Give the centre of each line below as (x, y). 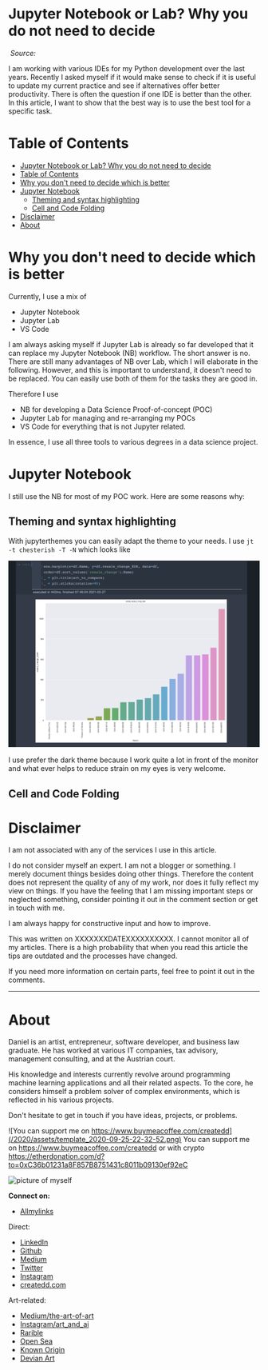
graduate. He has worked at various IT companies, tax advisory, (113, 1050)
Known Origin (42, 1350)
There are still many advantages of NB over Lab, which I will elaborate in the (133, 361)
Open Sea (36, 1341)
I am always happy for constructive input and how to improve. (110, 924)
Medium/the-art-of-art (57, 1316)
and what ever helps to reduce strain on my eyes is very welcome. (117, 769)
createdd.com (43, 1285)
